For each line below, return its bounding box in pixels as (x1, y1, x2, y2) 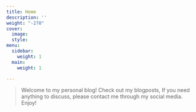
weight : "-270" (6, 20, 45, 26)
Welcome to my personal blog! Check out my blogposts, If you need (21, 87, 190, 94)
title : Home (6, 8, 36, 15)
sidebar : (11, 48, 34, 54)
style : (11, 37, 28, 43)
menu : (6, 43, 20, 49)
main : (11, 59, 26, 65)
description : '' (6, 14, 47, 20)
